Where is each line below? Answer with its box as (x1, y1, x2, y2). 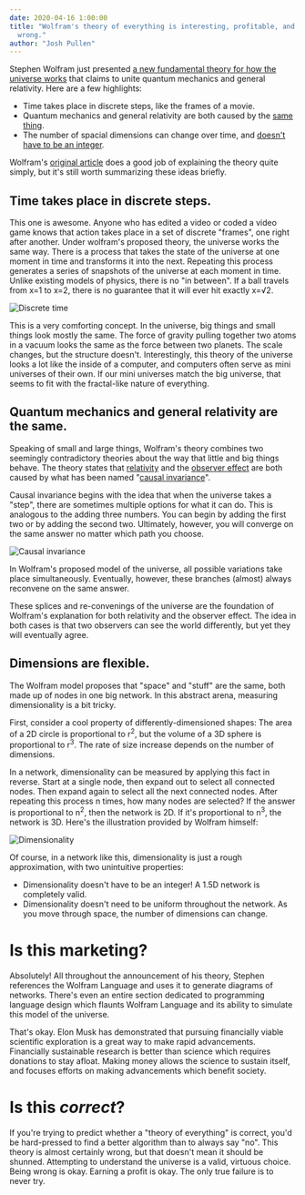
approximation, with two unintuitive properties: (9, 861, 184, 872)
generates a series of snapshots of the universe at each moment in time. (9, 266, 281, 277)
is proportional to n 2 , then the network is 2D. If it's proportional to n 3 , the (9, 805, 282, 817)
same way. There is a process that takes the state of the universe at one (9, 247, 280, 258)
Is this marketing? (9, 939, 148, 960)
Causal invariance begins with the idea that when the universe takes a (9, 489, 272, 501)
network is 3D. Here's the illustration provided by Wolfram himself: (9, 816, 259, 827)
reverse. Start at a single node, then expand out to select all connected (9, 776, 276, 787)
